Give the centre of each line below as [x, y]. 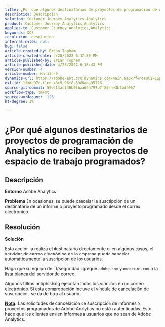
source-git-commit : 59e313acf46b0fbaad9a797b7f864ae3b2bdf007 [70, 88]
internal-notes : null [27, 42]
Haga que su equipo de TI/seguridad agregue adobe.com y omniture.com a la [82, 268]
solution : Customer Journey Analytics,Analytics [56, 19]
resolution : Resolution [29, 37]
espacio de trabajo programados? [75, 162]
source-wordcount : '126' [30, 97]
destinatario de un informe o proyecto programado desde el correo [73, 206]
